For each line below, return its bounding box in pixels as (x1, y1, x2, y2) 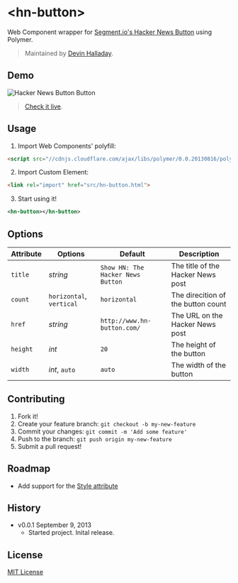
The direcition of (171, 290, 227, 300)
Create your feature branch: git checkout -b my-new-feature (17, 419, 196, 428)
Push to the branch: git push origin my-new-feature (17, 434, 172, 443)
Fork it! (17, 412, 39, 421)
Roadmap (7, 462, 51, 475)
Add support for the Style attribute (17, 482, 118, 490)
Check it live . (24, 102, 63, 111)
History (7, 502, 41, 514)
